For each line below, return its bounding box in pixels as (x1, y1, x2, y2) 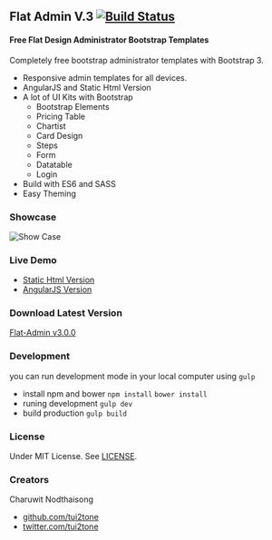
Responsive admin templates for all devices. (22, 72, 188, 83)
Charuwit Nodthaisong (9, 494, 93, 505)
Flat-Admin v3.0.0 (9, 328, 76, 339)
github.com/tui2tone (22, 512, 100, 523)
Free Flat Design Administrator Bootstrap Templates (9, 34, 209, 45)
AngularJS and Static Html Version (22, 82, 151, 93)
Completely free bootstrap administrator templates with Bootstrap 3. (9, 54, 265, 65)
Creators (9, 474, 50, 486)
